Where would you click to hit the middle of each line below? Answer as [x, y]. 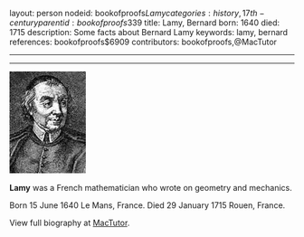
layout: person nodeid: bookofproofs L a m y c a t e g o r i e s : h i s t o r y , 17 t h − [137, 13]
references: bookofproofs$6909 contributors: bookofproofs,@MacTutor [143, 42]
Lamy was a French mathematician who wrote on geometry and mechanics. [151, 188]
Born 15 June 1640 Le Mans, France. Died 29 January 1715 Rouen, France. [147, 205]
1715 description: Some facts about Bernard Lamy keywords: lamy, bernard [148, 32]
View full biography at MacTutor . [70, 223]
